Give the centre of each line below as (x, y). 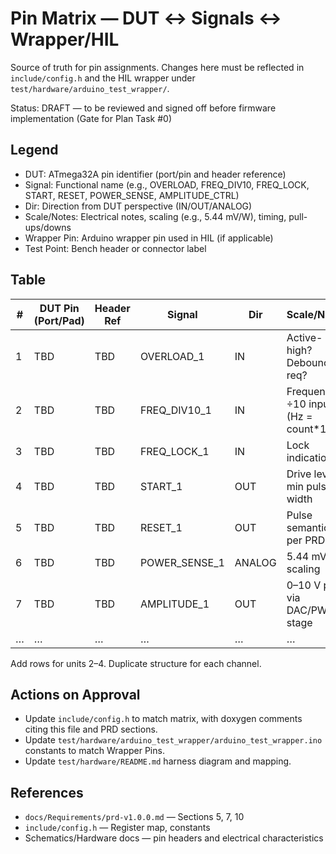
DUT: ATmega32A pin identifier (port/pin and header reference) (155, 174)
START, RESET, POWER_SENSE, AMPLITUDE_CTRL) (132, 195)
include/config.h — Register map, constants (117, 828)
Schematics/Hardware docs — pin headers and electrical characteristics (174, 838)
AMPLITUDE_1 (174, 604)
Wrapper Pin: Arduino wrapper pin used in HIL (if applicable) (149, 238)
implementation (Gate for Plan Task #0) (91, 118)
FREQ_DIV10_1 (175, 410)
